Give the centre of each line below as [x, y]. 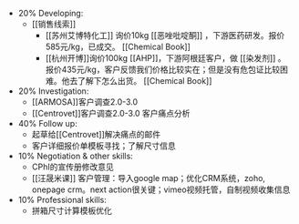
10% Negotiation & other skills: [76, 156]
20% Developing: [51, 13]
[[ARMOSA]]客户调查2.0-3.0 [85, 102]
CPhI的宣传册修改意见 [72, 167]
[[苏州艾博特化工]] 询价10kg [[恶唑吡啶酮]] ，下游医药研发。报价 [165, 35]
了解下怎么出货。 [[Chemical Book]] [144, 81]
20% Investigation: [53, 91]
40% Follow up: [47, 123]
